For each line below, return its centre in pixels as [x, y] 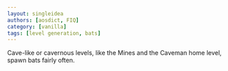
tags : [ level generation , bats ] [54, 33]
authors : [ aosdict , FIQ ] [43, 20]
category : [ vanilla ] [37, 26]
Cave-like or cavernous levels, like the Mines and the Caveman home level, [115, 53]
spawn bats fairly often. [41, 61]
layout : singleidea [35, 14]
